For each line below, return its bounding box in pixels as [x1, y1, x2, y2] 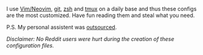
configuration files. [6, 42, 54, 49]
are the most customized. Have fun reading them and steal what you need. [6, 12, 195, 19]
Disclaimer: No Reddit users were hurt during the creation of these [6, 35, 175, 42]
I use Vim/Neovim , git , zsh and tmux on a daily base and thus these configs [6, 5, 197, 12]
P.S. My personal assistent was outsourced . [6, 24, 117, 31]
